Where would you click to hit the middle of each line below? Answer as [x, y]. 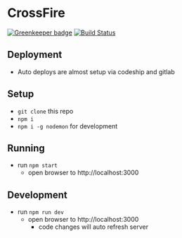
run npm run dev [41, 212]
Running [26, 148]
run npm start [37, 165]
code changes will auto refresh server [93, 227]
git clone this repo [45, 111]
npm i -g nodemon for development [67, 126]
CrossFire [36, 13]
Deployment [35, 55]
